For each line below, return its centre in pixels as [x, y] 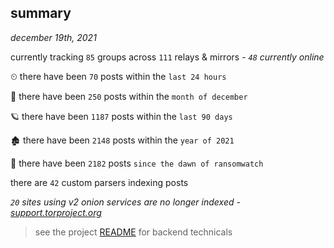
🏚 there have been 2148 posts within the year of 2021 [122, 140]
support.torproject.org [56, 212]
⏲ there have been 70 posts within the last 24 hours [118, 76]
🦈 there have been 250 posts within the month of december [129, 96]
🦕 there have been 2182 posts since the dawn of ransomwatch [137, 163]
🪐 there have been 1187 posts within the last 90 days [121, 116]
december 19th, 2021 [53, 37]
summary [41, 13]
